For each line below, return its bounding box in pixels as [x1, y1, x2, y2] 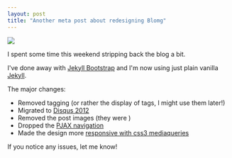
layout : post [7, 10, 46, 18]
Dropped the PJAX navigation [17, 121, 104, 130]
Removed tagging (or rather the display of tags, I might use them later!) [17, 98, 226, 107]
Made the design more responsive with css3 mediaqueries [17, 128, 189, 137]
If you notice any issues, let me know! [7, 142, 118, 151]
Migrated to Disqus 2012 [17, 106, 90, 114]
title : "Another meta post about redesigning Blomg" [7, 17, 167, 24]
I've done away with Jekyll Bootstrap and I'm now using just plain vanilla [7, 63, 219, 72]
